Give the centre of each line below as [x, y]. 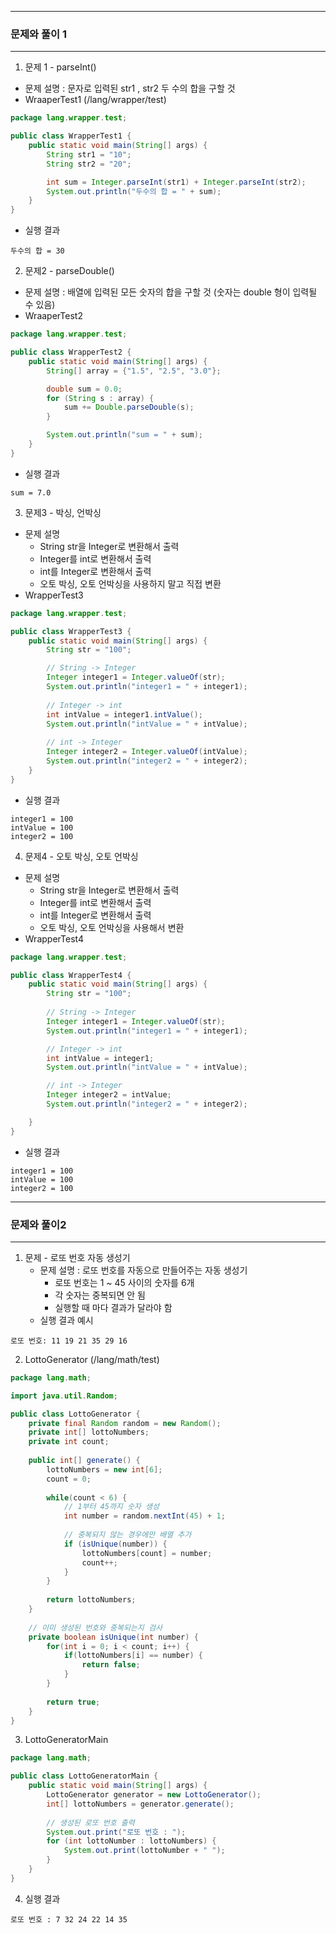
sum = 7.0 [31, 492]
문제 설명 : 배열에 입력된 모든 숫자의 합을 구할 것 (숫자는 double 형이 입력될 [171, 292]
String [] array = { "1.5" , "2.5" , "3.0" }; [134, 371]
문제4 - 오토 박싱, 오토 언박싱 [81, 856]
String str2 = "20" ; [89, 164]
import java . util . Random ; [64, 1396]
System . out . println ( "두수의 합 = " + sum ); [134, 191]
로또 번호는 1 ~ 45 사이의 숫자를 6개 [124, 1282]
